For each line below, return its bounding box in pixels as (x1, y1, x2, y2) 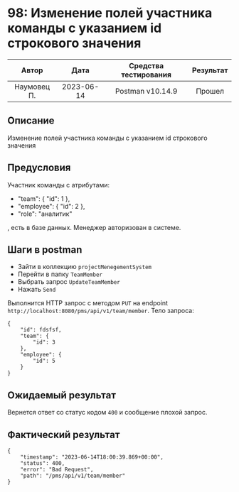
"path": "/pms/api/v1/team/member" (20, 472, 126, 479)
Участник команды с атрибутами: (7, 180, 110, 189)
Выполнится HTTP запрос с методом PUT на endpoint (7, 299, 169, 307)
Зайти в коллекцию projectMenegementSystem (17, 263, 152, 271)
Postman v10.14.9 (115, 86, 178, 96)
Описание (7, 115, 55, 127)
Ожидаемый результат (7, 389, 116, 401)
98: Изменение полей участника (7, 5, 213, 21)
